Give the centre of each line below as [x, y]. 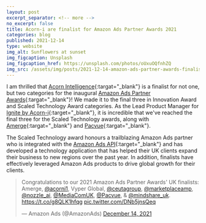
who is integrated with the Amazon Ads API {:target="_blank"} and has [95, 144]
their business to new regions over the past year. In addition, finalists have [100, 157]
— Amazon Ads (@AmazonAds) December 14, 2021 [86, 214]
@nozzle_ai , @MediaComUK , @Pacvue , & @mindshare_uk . [96, 195]
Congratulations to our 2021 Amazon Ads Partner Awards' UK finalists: [110, 182]
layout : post [23, 12]
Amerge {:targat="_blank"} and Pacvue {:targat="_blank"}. [79, 126]
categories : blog [29, 35]
